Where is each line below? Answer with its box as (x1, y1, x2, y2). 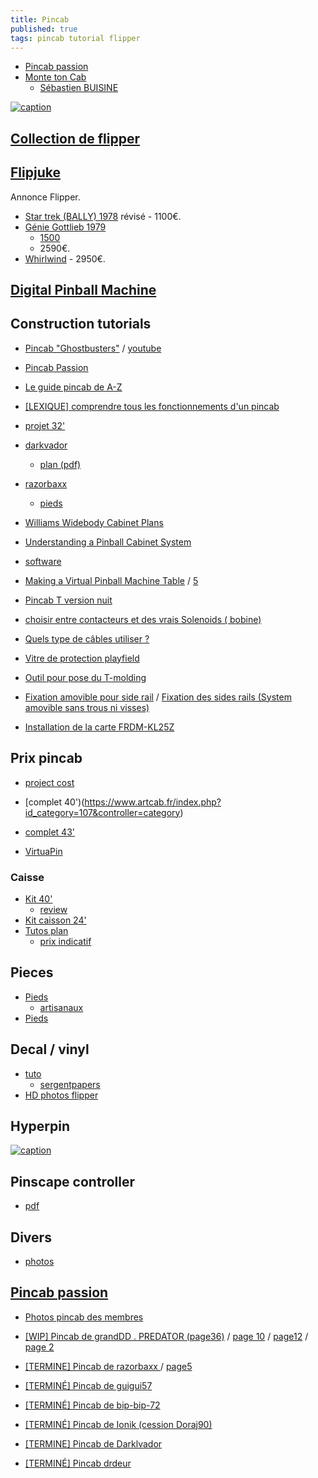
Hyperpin (10, 1117, 71, 1135)
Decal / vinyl (10, 1041, 90, 1058)
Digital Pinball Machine (10, 281, 157, 298)
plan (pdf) (39, 458, 82, 470)
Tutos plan (24, 924, 69, 936)
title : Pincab (10, 14, 70, 25)
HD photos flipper (24, 1089, 99, 1101)
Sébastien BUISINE (39, 82, 119, 94)
